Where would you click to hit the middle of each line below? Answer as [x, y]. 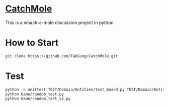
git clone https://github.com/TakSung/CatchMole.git [62, 56]
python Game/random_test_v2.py [38, 99]
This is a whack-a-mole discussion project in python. [60, 22]
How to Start [32, 43]
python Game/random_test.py [35, 94]
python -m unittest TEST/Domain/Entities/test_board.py [65, 89]
